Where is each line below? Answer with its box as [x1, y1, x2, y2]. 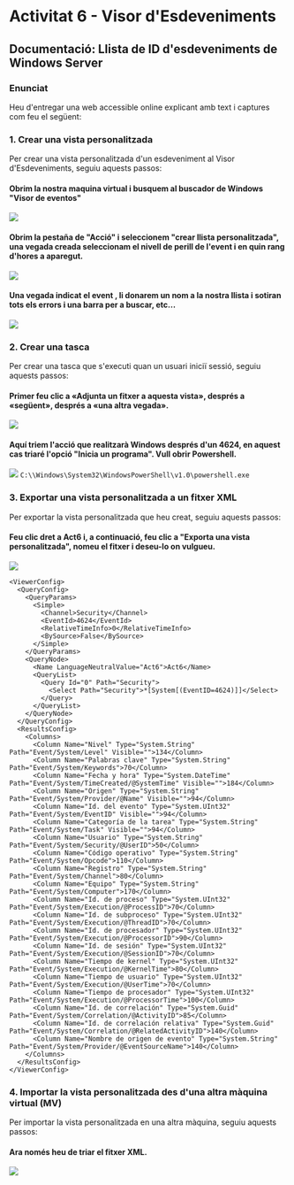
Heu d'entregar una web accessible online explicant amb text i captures [9, 102, 270, 112]
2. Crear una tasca [9, 341, 90, 353]
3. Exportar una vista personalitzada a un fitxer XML [9, 491, 237, 504]
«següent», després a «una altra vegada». [9, 400, 170, 411]
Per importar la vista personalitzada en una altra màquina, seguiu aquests [9, 1117, 277, 1127]
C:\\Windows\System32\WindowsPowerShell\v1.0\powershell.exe [19, 471, 250, 480]
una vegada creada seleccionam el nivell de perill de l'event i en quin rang [9, 241, 285, 251]
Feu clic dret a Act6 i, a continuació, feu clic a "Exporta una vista [9, 532, 250, 542]
